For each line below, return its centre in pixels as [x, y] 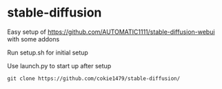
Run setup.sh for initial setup [48, 52]
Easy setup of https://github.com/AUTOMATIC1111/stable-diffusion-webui [111, 32]
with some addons [33, 39]
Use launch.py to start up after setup [59, 66]
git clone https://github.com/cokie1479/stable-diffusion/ [94, 78]
